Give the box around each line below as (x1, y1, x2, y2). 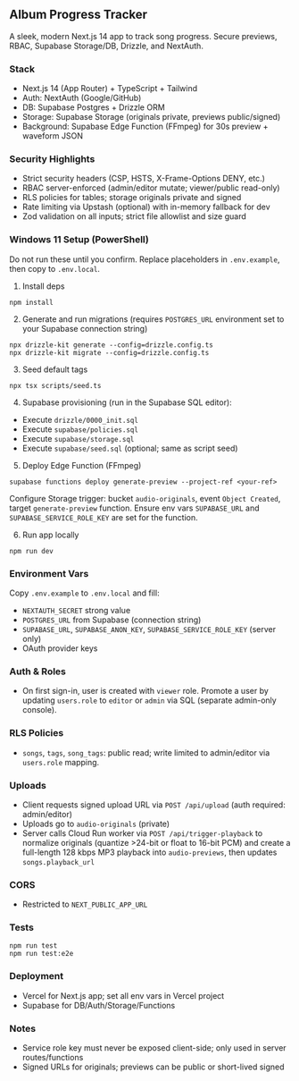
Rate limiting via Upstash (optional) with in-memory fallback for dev (21, 201, 270, 213)
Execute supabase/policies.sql (21, 424, 138, 435)
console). (21, 705, 57, 715)
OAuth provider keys (21, 643, 98, 654)
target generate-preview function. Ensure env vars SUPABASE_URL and (9, 502, 260, 513)
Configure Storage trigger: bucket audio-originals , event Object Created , (9, 493, 281, 503)
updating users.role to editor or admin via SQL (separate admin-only (21, 695, 277, 705)
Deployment (9, 970, 64, 983)
